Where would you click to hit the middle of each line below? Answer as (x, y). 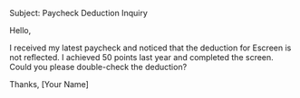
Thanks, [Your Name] (49, 84)
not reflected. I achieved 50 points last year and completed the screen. (141, 57)
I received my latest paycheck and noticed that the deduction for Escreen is (150, 48)
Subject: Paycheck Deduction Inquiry (78, 13)
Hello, (20, 30)
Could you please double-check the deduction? (98, 67)
